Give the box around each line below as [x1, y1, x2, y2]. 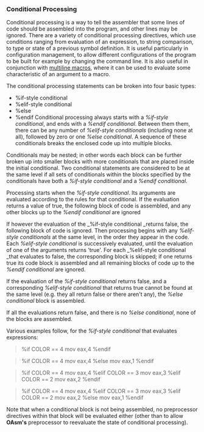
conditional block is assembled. [6, 297, 86, 304]
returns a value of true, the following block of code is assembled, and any [6, 202, 191, 209]
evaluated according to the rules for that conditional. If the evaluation [6, 196, 180, 203]
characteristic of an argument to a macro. [6, 71, 111, 78]
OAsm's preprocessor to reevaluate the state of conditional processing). [6, 419, 188, 426]
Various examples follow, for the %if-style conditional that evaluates [6, 327, 178, 334]
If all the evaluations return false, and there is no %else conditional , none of [6, 309, 196, 316]
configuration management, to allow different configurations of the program [6, 51, 197, 59]
